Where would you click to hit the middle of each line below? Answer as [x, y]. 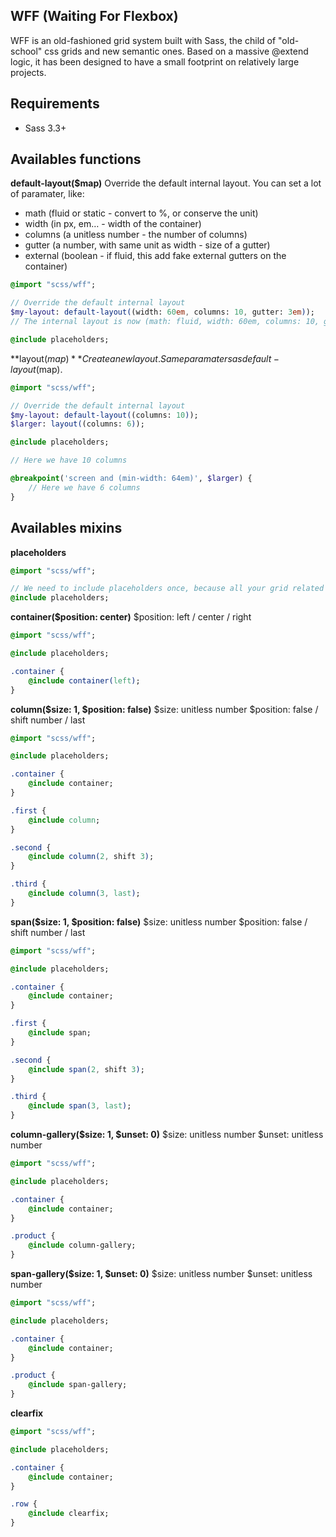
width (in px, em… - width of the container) [113, 224]
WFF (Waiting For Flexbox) [94, 16]
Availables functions [76, 159]
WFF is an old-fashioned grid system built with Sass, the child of [143, 40]
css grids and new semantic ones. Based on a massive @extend [176, 51]
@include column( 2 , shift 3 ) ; [91, 857]
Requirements [55, 104]
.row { [24, 1504]
